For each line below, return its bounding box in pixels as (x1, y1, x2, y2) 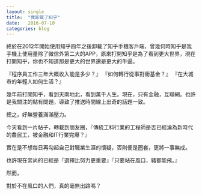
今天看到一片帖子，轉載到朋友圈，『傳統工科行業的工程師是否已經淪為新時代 (6, 124, 194, 131)
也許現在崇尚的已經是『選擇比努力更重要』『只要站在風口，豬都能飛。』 (6, 157, 180, 164)
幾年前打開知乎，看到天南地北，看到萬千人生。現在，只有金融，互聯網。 (6, 91, 185, 98)
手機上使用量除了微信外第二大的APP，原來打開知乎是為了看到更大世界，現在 (6, 50, 196, 58)
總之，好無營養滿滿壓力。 (6, 111, 70, 118)
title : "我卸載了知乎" (6, 14, 60, 20)
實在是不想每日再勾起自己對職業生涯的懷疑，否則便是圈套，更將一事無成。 (6, 144, 191, 151)
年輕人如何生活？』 (16, 78, 64, 85)
